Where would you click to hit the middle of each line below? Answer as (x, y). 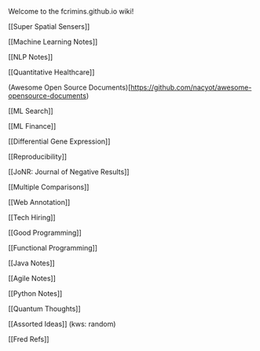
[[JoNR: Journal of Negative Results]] (69, 172)
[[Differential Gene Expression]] (59, 141)
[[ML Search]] (31, 111)
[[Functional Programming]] (53, 248)
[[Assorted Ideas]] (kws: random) (62, 324)
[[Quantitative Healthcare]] (51, 72)
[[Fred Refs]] (29, 339)
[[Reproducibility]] (38, 157)
